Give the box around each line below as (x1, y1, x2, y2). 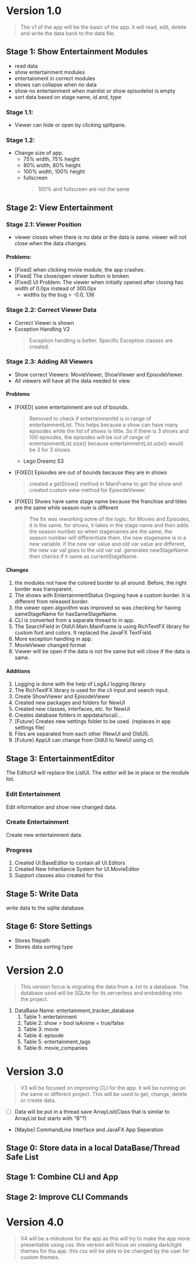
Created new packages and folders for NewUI (14, 699, 126, 706)
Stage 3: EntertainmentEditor (6, 754, 115, 764)
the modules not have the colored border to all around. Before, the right (14, 579, 187, 586)
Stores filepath (14, 937, 50, 944)
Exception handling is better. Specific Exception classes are (29, 337, 173, 344)
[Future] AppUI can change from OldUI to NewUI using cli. (14, 737, 155, 744)
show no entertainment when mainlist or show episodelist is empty (14, 87, 176, 94)
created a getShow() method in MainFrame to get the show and (29, 480, 183, 487)
